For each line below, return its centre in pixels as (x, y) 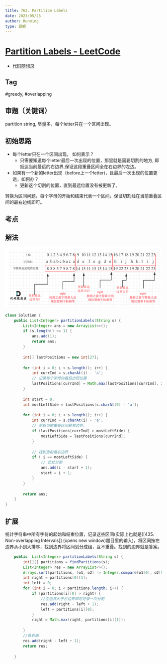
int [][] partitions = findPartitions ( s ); (67, 562)
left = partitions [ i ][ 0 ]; (67, 609)
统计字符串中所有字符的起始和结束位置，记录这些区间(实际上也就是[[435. (80, 534)
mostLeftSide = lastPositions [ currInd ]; (83, 436)
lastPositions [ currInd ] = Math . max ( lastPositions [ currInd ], (95, 384)
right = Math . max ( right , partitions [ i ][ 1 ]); (79, 620)
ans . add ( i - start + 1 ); (66, 468)
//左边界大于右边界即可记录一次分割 (73, 599)
